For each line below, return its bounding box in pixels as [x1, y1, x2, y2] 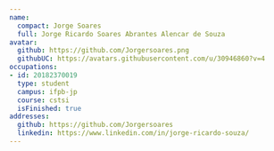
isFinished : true [17, 104, 82, 113]
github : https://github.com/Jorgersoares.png [17, 46, 190, 55]
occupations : [9, 63, 58, 72]
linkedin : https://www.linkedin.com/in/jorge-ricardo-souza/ [17, 129, 250, 138]
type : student [17, 79, 70, 88]
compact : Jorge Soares [17, 21, 102, 30]
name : [9, 12, 29, 22]
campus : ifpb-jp [17, 87, 78, 96]
